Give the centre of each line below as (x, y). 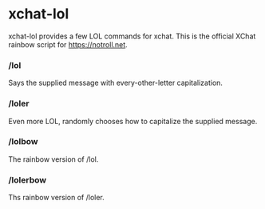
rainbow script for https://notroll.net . (68, 44)
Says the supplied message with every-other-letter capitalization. (116, 83)
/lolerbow (27, 179)
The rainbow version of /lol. (53, 159)
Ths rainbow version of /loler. (57, 198)
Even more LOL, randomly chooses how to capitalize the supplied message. (133, 121)
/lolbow (23, 142)
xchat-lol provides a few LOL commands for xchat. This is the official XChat (132, 36)
